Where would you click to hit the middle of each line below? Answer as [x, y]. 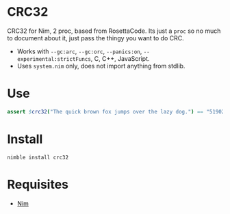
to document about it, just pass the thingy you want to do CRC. [96, 38]
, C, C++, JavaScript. [120, 58]
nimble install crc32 [38, 157]
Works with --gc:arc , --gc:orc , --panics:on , [79, 51]
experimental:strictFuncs [54, 59]
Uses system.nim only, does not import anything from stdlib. [101, 66]
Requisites [38, 184]
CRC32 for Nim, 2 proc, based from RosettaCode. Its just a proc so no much [114, 31]
